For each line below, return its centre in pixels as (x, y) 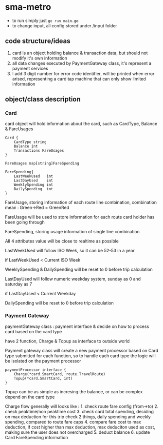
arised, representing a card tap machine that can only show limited (79, 79)
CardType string (30, 142)
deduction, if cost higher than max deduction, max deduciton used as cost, (80, 427)
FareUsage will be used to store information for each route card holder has (80, 217)
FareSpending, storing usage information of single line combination (72, 232)
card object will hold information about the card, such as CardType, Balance (81, 124)
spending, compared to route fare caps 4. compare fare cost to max (73, 422)
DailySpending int (34, 189)
